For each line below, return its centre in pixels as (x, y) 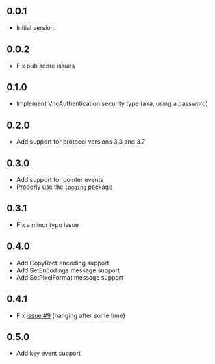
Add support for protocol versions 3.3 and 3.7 (80, 142)
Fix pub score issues (46, 66)
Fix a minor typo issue (48, 224)
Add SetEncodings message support (68, 270)
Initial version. (36, 27)
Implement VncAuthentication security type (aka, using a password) (112, 104)
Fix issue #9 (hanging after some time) (71, 315)
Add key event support (49, 353)
